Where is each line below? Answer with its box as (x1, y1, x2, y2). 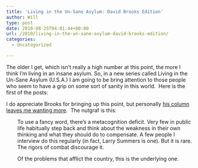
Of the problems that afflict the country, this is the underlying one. (17, 155, 180, 162)
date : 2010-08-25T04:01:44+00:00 (6, 25, 89, 32)
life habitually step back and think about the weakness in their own (17, 125, 181, 132)
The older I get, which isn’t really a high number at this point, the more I (6, 63, 181, 70)
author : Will (6, 14, 39, 20)
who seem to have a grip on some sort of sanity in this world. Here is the (6, 82, 186, 89)
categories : (6, 36, 36, 42)
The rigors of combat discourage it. (17, 144, 104, 151)
